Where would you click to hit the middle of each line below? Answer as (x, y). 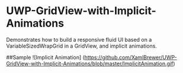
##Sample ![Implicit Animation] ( (45, 57)
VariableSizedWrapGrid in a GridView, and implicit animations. (81, 46)
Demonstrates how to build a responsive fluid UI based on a (79, 39)
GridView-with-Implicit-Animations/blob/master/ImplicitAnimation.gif (90, 64)
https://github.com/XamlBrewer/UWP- (131, 57)
